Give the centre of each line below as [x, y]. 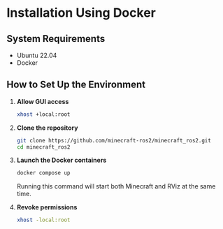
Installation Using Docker [81, 13]
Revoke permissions [47, 207]
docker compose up [43, 173]
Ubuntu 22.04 [37, 55]
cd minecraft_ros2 [43, 147]
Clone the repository [47, 128]
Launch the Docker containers [62, 160]
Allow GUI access [43, 101]
